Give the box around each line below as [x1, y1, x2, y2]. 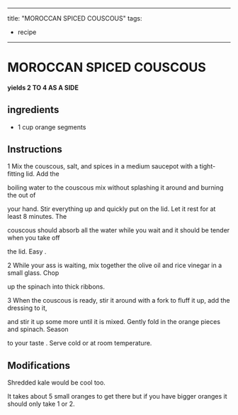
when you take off [7, 234, 60, 242]
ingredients [7, 104, 59, 116]
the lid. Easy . [7, 247, 47, 256]
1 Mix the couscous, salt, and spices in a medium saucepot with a [7, 162, 198, 171]
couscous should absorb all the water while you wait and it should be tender [7, 226, 230, 235]
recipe [17, 28, 37, 36]
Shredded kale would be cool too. [7, 378, 106, 387]
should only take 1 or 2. [7, 399, 75, 409]
